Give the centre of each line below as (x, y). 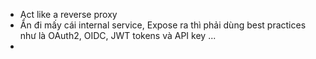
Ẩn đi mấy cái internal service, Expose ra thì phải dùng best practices (163, 25)
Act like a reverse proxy (68, 14)
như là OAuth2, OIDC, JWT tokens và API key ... (118, 35)
